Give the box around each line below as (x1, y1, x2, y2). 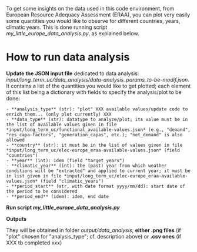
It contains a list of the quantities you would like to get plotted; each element (6, 82, 191, 89)
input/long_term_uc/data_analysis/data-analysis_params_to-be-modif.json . (6, 76, 190, 83)
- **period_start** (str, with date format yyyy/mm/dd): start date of (6, 183, 185, 189)
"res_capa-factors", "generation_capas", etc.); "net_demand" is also (6, 132, 183, 137)
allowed (6, 137, 25, 143)
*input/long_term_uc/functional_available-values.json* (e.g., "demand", (6, 126, 191, 133)
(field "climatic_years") (40, 178, 104, 184)
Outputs (6, 215, 27, 222)
